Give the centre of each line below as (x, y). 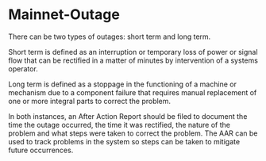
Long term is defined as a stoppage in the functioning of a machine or (122, 84)
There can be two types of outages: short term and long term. (110, 36)
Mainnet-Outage (64, 15)
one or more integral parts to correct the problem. (90, 101)
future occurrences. (41, 150)
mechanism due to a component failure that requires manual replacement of (133, 92)
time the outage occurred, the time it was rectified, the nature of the (119, 125)
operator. (23, 68)
